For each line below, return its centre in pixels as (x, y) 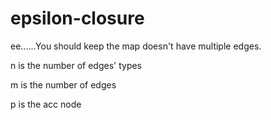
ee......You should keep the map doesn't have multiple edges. (136, 46)
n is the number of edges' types (76, 65)
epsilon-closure (77, 18)
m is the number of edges (63, 84)
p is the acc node (46, 104)
